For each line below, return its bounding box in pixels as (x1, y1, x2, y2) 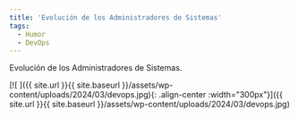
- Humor (17, 29, 47, 38)
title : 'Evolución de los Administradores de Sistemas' (9, 13, 222, 22)
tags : (9, 21, 30, 30)
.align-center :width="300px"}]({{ (158, 89, 284, 100)
